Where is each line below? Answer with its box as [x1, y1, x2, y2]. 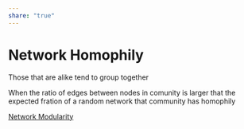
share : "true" [8, 11, 56, 20]
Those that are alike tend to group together [8, 72, 149, 82]
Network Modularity [8, 111, 74, 121]
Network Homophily [8, 45, 145, 64]
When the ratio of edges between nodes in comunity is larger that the [8, 88, 236, 97]
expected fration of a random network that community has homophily [8, 96, 236, 106]
